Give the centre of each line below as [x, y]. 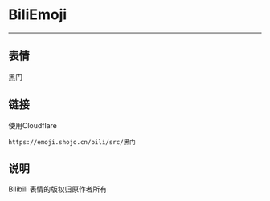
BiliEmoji [38, 15]
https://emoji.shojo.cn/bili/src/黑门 [72, 142]
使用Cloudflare [33, 125]
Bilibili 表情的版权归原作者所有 [58, 189]
